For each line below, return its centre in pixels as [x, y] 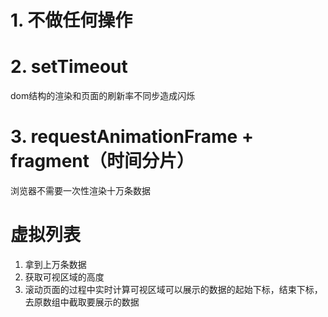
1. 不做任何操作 [71, 20]
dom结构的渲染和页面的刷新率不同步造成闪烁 [103, 96]
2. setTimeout [69, 67]
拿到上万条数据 [55, 264]
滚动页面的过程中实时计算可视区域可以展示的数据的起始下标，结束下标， [173, 289]
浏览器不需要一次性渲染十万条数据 [80, 191]
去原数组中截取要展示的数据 [82, 302]
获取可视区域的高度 [64, 277]
